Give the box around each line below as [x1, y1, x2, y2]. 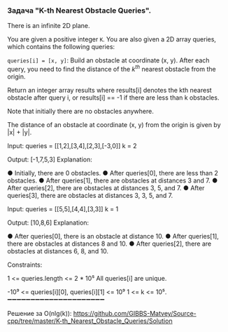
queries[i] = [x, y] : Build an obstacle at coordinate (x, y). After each [7, 56, 210, 65]
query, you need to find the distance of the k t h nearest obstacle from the [7, 64, 216, 73]
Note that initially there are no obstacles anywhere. [7, 107, 154, 115]
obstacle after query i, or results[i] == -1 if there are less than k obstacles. [7, 93, 220, 102]
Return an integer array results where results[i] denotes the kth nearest [7, 86, 212, 94]
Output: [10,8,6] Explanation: [7, 218, 90, 227]
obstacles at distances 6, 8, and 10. [7, 246, 109, 255]
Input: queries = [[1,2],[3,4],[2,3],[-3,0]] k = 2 [7, 141, 138, 150]
